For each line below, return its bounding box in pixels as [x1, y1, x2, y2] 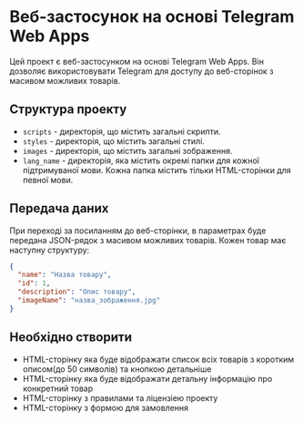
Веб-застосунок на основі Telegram [9, 6, 295, 27]
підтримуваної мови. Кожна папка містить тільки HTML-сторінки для [22, 164, 291, 175]
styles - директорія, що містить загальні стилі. [22, 135, 205, 147]
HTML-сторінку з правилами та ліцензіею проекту [22, 392, 218, 403]
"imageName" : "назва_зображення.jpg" [17, 296, 161, 305]
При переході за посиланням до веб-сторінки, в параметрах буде [9, 225, 267, 236]
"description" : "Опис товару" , [17, 287, 136, 297]
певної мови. [22, 174, 74, 185]
